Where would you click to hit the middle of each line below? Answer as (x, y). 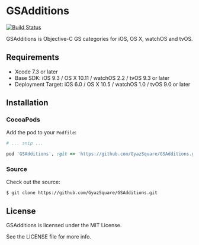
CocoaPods (23, 120)
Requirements (33, 57)
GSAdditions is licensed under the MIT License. (64, 225)
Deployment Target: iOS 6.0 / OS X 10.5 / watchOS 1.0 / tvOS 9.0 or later (102, 84)
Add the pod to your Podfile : (41, 133)
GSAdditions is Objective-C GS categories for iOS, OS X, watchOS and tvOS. (100, 38)
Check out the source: (33, 182)
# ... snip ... (25, 143)
